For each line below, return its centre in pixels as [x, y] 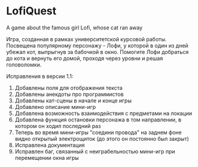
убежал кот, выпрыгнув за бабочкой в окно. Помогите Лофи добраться [98, 51]
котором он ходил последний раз [58, 126]
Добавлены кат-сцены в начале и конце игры [73, 101]
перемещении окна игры [47, 157]
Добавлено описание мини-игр [55, 107]
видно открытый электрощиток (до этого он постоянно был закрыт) [102, 138]
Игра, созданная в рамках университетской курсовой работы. [86, 39]
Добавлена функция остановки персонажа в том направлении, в [98, 119]
